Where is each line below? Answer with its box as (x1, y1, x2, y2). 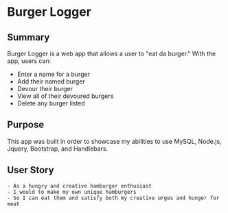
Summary (7, 32, 50, 43)
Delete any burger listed (16, 99, 86, 107)
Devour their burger (16, 85, 73, 92)
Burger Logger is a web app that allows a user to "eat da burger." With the (7, 49, 216, 58)
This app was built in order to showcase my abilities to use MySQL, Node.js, (7, 137, 222, 145)
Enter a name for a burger (16, 70, 91, 78)
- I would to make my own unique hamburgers (7, 188, 137, 195)
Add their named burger (16, 77, 86, 86)
